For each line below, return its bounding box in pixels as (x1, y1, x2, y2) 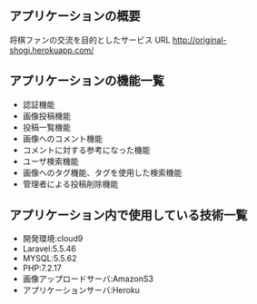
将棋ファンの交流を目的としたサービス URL (9, 34, 171, 45)
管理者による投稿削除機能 (22, 178, 119, 189)
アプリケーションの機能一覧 (9, 74, 165, 89)
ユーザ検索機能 (22, 155, 79, 166)
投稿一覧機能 (22, 122, 71, 132)
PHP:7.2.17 (22, 262, 62, 274)
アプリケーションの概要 (9, 8, 141, 25)
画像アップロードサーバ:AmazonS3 (22, 273, 154, 284)
